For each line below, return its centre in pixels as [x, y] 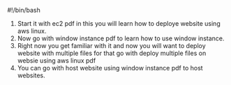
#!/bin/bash [24, 10]
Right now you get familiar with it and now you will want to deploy [111, 46]
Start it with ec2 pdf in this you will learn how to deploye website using [119, 23]
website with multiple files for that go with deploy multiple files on [112, 53]
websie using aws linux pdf [57, 61]
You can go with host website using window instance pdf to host [110, 68]
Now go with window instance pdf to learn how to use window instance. [121, 38]
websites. [31, 75]
